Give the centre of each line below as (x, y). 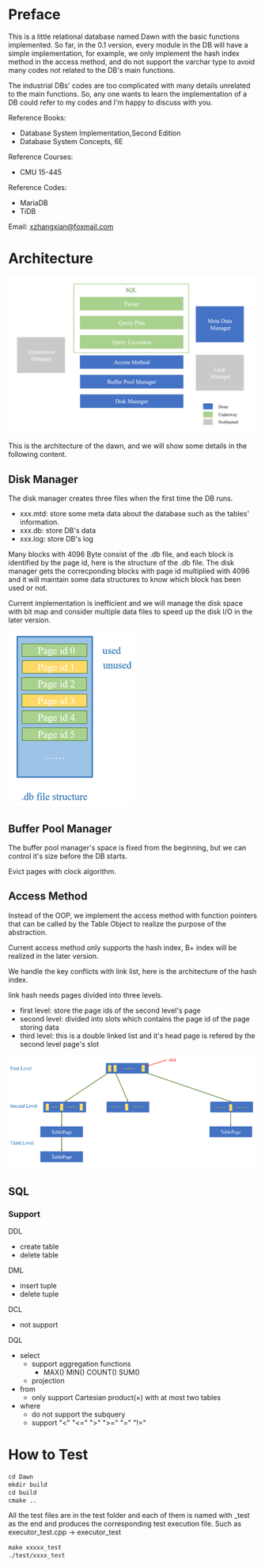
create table (39, 1247)
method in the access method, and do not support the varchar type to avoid (132, 62)
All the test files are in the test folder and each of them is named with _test (129, 1516)
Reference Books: (37, 117)
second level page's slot (59, 1044)
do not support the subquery (78, 1414)
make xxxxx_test (35, 1548)
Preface (34, 15)
